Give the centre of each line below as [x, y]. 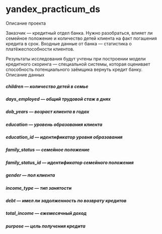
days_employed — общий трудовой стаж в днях [58, 99]
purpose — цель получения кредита [46, 226]
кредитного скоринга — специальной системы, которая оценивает [78, 64]
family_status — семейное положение [48, 150]
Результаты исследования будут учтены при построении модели [76, 58]
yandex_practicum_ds [53, 9]
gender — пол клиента [30, 175]
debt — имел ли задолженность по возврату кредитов [66, 200]
